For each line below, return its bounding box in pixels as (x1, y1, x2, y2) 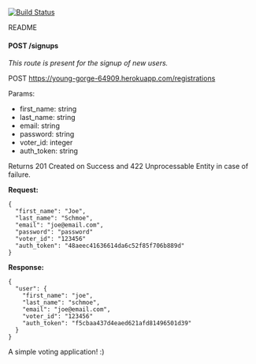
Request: (8, 186, 39, 195)
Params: (8, 89, 35, 99)
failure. (8, 170, 32, 179)
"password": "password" (15, 228, 93, 236)
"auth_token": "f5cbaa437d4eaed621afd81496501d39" (22, 320, 192, 328)
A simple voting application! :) (8, 347, 105, 357)
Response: (8, 263, 45, 272)
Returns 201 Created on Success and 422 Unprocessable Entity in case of (8, 162, 249, 171)
